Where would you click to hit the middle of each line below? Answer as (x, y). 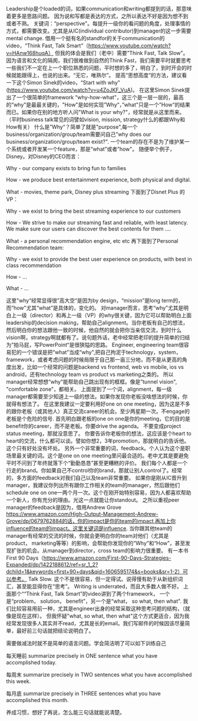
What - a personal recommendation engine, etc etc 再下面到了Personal (92, 241)
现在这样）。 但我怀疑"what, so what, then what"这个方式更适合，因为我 (103, 616)
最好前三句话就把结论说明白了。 (55, 631)
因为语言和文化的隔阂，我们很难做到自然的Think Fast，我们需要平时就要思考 (99, 60)
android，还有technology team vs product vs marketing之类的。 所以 (90, 374)
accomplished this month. (37, 700)
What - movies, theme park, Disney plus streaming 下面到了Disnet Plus (92, 192)
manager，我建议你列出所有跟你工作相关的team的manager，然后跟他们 (93, 485)
